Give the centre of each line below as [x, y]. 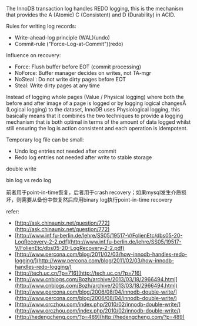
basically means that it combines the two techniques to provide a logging [95, 116]
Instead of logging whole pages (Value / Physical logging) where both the [95, 97]
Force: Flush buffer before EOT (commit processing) [78, 67]
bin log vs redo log [29, 180]
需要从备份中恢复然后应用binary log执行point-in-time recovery [97, 200]
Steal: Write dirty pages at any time [57, 85]
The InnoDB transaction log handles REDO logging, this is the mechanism [95, 9]
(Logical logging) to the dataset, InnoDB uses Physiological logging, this [93, 109]
